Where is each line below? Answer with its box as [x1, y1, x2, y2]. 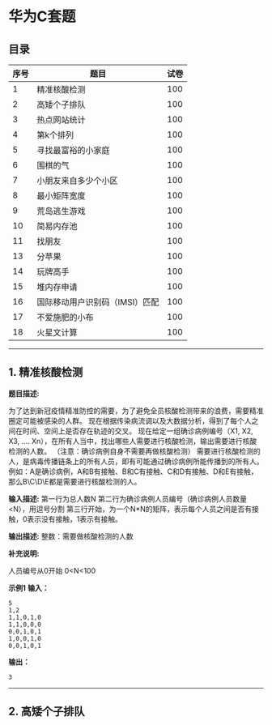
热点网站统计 [36, 114, 87, 126]
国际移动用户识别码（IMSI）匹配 [36, 296, 159, 308]
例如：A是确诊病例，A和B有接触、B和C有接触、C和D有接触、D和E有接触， [8, 467, 258, 476]
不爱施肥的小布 [36, 312, 95, 322]
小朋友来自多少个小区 [36, 175, 119, 186]
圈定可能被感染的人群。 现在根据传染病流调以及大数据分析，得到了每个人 [8, 416, 252, 425]
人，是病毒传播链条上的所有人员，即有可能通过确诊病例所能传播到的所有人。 [8, 456, 264, 466]
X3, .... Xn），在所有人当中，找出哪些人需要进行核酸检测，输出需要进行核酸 [8, 436, 257, 446]
